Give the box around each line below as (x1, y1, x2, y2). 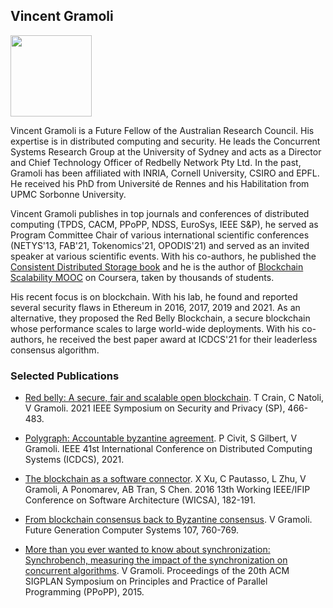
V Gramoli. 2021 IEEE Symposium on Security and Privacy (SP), (24, 402, 286, 414)
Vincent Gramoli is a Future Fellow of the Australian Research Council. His (10, 124, 315, 136)
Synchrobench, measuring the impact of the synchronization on (24, 554, 288, 566)
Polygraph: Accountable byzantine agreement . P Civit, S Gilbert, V (24, 432, 298, 444)
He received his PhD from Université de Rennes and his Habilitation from (10, 177, 310, 189)
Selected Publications (10, 369, 120, 383)
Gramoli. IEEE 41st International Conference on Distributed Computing (24, 443, 313, 455)
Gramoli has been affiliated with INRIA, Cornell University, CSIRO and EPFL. (10, 167, 320, 179)
